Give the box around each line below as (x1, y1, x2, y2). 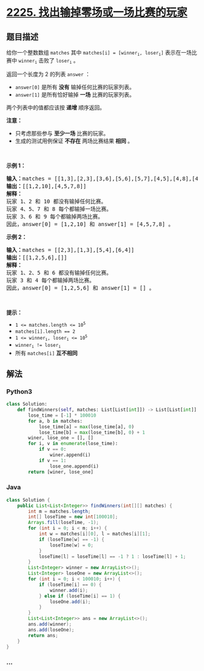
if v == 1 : (38, 457, 67, 463)
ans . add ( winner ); (28, 621, 72, 627)
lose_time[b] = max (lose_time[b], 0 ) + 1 (38, 429, 146, 435)
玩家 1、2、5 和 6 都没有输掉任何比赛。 (6, 269, 112, 276)
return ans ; (28, 632, 59, 638)
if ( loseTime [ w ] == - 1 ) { (38, 536, 104, 542)
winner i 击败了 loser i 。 (18, 57, 79, 65)
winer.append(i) (49, 452, 91, 458)
